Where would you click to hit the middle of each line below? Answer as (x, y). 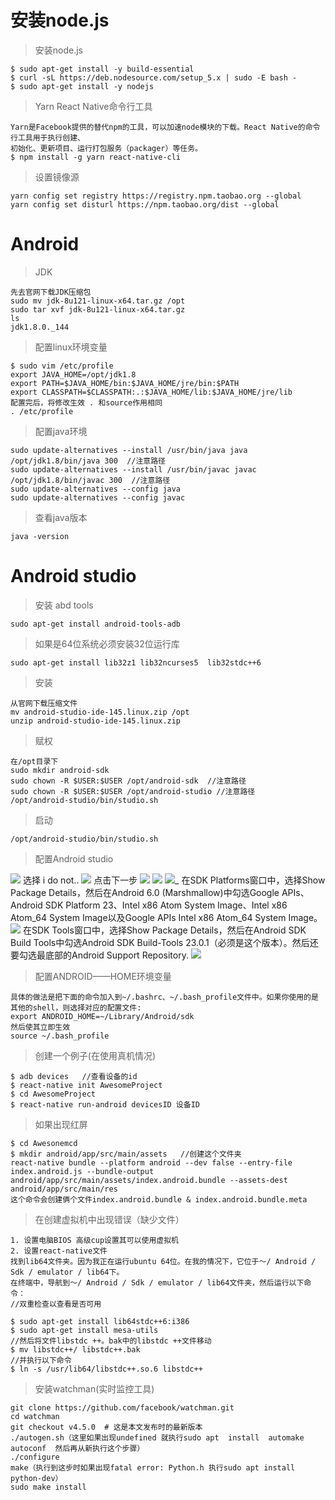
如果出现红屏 (61, 1124)
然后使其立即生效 (40, 1027)
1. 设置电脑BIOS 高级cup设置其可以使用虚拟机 (94, 1240)
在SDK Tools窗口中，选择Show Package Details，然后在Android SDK (164, 930)
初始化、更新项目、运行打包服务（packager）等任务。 (106, 148)
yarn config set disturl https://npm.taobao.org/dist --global (145, 204)
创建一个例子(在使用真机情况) (95, 1055)
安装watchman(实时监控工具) (94, 1388)
